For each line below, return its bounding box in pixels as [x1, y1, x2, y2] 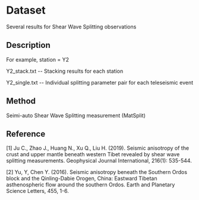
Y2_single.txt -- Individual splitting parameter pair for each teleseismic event [6, 79, 194, 86]
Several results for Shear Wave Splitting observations [6, 23, 137, 30]
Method [6, 96, 36, 107]
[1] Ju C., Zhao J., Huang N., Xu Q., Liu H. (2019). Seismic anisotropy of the [6, 144, 189, 151]
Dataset [6, 4, 46, 17]
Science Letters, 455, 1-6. [6, 188, 70, 195]
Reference [6, 128, 46, 139]
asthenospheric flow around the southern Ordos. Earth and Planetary [6, 181, 175, 188]
